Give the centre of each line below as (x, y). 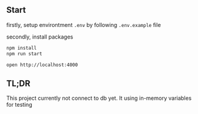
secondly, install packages (40, 37)
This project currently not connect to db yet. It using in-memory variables (99, 98)
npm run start (25, 54)
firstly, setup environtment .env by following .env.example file (84, 25)
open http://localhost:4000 (42, 65)
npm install (21, 48)
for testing (19, 105)
